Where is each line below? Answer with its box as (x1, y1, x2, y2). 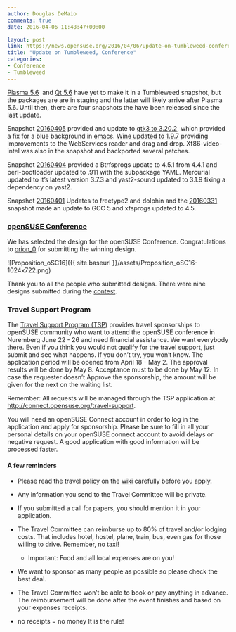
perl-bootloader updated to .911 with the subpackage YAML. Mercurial (7, 168, 211, 176)
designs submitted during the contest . (7, 286, 117, 296)
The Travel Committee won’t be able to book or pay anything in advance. (17, 588, 228, 597)
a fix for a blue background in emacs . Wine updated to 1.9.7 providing (7, 132, 209, 140)
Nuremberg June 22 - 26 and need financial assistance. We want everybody (7, 336, 229, 344)
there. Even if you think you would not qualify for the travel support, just (7, 343, 215, 352)
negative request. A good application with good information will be (7, 438, 200, 446)
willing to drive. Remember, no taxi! (17, 540, 119, 549)
